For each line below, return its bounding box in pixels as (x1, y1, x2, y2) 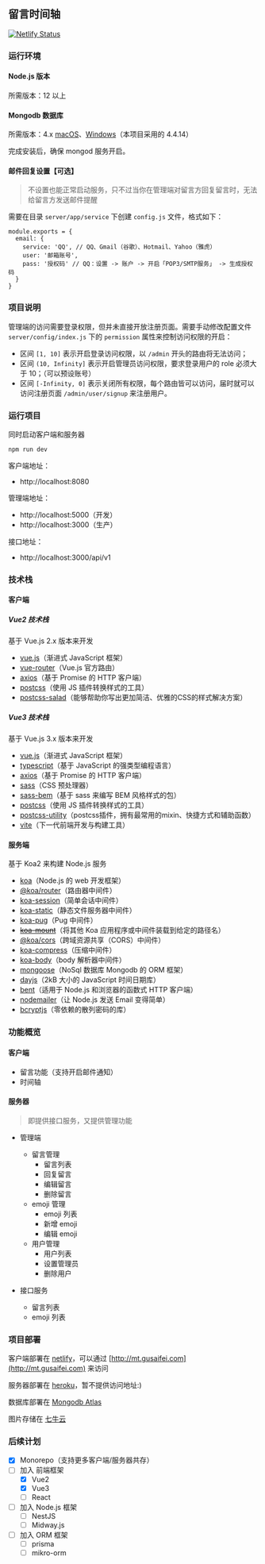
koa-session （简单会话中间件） (19, 896, 123, 905)
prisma (31, 1539, 55, 1548)
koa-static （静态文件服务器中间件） (19, 906, 136, 915)
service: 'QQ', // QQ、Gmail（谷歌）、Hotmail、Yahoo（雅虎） (22, 243, 217, 252)
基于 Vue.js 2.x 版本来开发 (8, 636, 94, 645)
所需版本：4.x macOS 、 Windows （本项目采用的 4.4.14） (8, 129, 193, 139)
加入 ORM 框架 (19, 1530, 69, 1539)
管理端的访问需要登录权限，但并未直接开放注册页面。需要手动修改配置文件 (8, 322, 252, 331)
